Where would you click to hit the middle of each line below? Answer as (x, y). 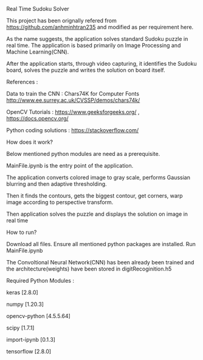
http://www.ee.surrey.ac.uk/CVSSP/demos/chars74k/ (73, 100)
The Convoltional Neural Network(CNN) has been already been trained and (100, 262)
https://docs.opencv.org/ (37, 118)
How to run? (22, 232)
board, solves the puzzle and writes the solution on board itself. (86, 70)
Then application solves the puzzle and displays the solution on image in (97, 214)
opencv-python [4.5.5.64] (39, 316)
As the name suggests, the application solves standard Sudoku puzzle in (97, 39)
